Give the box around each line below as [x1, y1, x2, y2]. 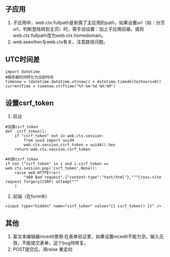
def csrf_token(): [5, 129, 47, 134]
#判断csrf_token [5, 157, 38, 162]
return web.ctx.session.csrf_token [14, 147, 91, 152]
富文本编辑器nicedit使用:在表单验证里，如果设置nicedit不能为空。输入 [12, 233, 160, 240]
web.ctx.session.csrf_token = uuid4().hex [24, 143, 116, 148]
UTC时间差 [5, 55, 40, 64]
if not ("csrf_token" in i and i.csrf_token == [5, 161, 109, 167]
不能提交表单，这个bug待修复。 [22, 240, 89, 246]
